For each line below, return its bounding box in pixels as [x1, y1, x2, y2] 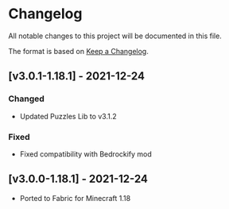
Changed [8, 93, 45, 104]
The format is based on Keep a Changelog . [8, 46, 149, 56]
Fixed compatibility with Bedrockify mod [19, 149, 153, 159]
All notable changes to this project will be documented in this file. [8, 31, 223, 41]
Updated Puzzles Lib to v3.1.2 [19, 111, 117, 121]
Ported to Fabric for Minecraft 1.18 [19, 193, 131, 203]
